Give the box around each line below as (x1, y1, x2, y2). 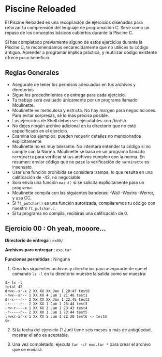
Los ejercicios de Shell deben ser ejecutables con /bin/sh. (12, 117, 128, 123)
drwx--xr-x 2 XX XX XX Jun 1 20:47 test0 (5, 289, 90, 293)
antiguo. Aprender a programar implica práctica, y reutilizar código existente (5, 49, 157, 55)
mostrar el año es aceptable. (12, 332, 69, 338)
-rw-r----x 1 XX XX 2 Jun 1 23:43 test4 (5, 306, 88, 310)
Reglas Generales (5, 69, 59, 77)
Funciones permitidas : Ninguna (5, 256, 70, 262)
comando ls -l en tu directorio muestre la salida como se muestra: (12, 271, 147, 276)
